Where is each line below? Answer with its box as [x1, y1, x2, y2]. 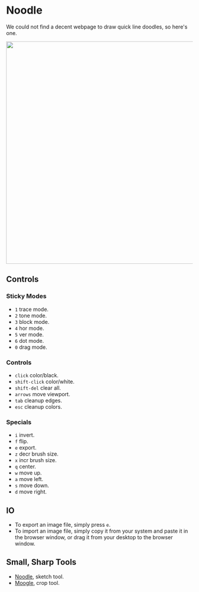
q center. [14, 463, 37, 470]
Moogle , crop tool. [14, 579, 60, 586]
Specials [6, 418, 31, 426]
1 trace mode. [14, 305, 49, 313]
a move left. [14, 476, 43, 483]
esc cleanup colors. [14, 403, 62, 410]
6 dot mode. [14, 337, 44, 344]
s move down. [14, 482, 49, 489]
